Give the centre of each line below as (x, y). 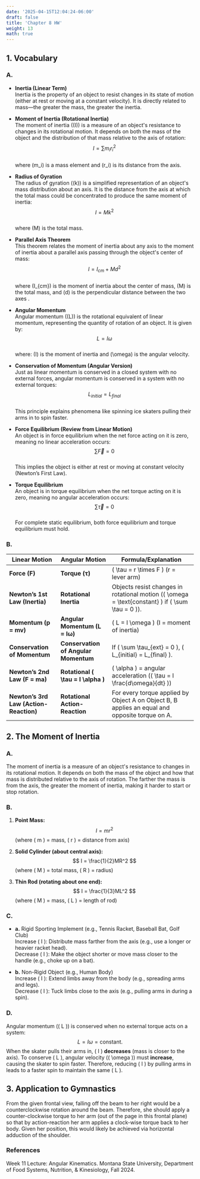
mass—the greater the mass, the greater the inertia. (78, 107)
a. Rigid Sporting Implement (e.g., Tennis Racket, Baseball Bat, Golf (97, 929)
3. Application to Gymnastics (61, 1089)
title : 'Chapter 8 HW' (34, 23)
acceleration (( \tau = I (143, 676)
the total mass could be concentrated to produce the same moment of (101, 196)
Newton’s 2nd (29, 672)
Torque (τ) (75, 574)
